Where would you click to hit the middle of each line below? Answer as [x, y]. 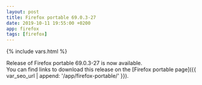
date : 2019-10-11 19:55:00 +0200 [49, 23]
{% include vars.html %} [37, 51]
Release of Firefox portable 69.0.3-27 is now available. [74, 63]
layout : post [23, 12]
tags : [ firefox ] [27, 34]
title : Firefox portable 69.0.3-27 [51, 17]
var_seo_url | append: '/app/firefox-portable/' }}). [68, 76]
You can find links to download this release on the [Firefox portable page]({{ [101, 69]
